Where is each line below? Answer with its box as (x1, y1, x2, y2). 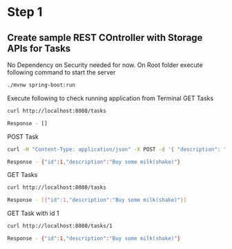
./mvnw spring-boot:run (7, 82, 76, 89)
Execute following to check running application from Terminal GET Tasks (7, 94, 214, 102)
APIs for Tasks (7, 42, 71, 54)
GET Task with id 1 (7, 209, 59, 218)
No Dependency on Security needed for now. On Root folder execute (7, 61, 203, 69)
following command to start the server (7, 68, 116, 76)
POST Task (7, 132, 39, 140)
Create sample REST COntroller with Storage (7, 32, 203, 44)
